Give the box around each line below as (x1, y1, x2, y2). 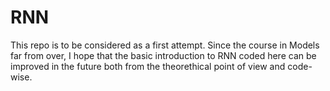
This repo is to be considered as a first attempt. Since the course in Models (10, 39, 320, 51)
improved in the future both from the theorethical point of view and (10, 60, 286, 72)
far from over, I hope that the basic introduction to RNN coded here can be (10, 49, 317, 61)
